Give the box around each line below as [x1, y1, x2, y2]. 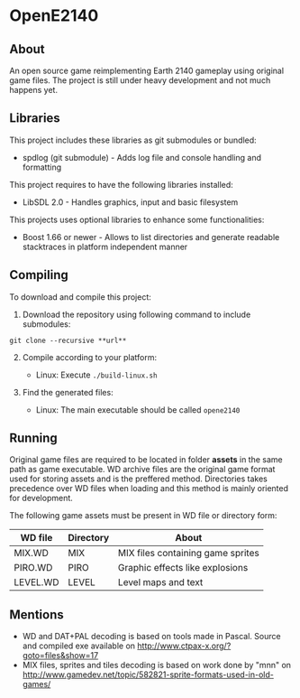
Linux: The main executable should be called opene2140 [35, 404, 241, 415]
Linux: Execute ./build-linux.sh [35, 369, 158, 380]
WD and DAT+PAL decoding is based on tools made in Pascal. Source [22, 631, 281, 642]
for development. [9, 493, 74, 504]
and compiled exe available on [22, 640, 136, 651]
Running [9, 431, 59, 446]
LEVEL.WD [14, 576, 59, 589]
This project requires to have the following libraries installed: [9, 179, 234, 190]
